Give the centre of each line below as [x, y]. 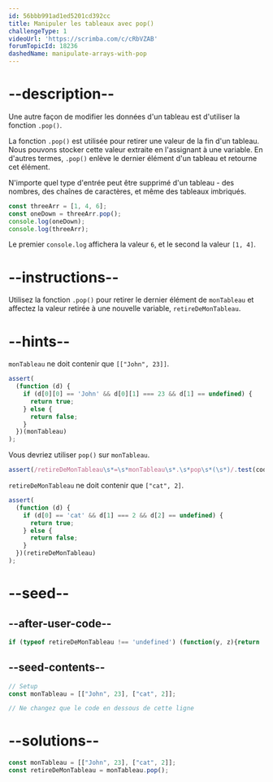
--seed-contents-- [57, 668]
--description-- [62, 94]
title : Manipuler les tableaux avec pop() [81, 24]
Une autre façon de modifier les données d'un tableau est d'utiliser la [124, 116]
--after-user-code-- [60, 623]
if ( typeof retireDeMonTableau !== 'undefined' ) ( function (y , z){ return [134, 642]
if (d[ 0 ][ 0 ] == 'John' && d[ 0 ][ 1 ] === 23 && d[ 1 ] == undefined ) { [138, 394]
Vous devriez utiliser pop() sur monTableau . [79, 455]
